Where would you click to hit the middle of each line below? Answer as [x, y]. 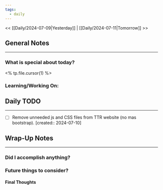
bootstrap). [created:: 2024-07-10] [47, 123]
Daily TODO [23, 101]
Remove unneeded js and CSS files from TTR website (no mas [74, 117]
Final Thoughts [21, 182]
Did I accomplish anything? [38, 158]
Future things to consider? [37, 171]
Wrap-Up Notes [29, 138]
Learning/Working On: [32, 85]
